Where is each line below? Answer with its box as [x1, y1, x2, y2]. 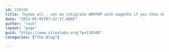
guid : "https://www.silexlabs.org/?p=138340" [5, 30, 102, 35]
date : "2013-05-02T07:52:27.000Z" [5, 16, 78, 21]
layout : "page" [5, 26, 37, 31]
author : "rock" [5, 21, 37, 26]
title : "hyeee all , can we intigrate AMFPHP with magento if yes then [5, 12, 158, 17]
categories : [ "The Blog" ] [5, 35, 59, 40]
